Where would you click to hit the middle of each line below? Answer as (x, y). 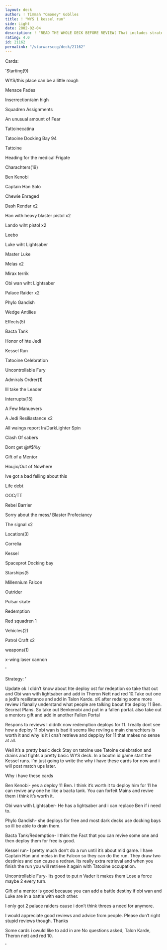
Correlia (13, 543)
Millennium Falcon (24, 582)
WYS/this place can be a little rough (42, 80)
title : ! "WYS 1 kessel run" (35, 19)
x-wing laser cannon (26, 659)
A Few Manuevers (24, 408)
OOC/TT (14, 495)
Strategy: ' (16, 679)
